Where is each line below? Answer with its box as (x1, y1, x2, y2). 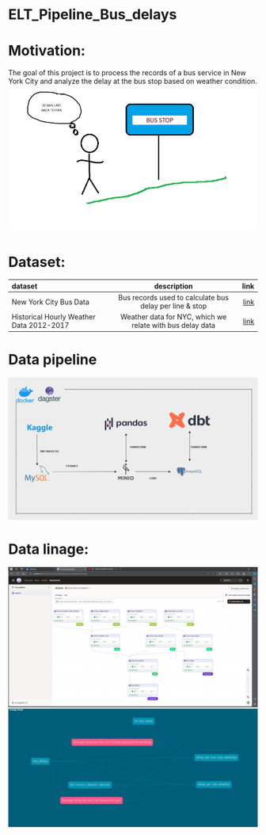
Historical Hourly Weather (11, 312, 97, 322)
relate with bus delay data (131, 321, 216, 330)
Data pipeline (8, 351, 97, 369)
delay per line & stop (139, 301, 207, 311)
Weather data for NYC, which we (120, 312, 227, 322)
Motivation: (8, 42, 85, 60)
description (154, 281, 193, 291)
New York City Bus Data (11, 297, 89, 307)
